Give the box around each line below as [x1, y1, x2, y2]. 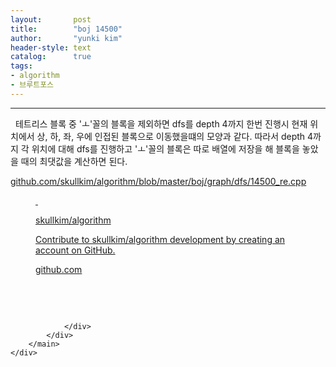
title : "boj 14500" [10, 24, 123, 34]
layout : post [10, 14, 92, 25]
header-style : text [10, 42, 92, 53]
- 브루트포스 [10, 80, 55, 90]
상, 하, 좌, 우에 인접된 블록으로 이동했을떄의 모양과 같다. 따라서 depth [36, 130, 306, 142]
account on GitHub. [35, 244, 116, 256]
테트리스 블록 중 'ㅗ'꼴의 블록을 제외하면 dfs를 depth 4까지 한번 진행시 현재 [14, 117, 308, 130]
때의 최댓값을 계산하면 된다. [20, 155, 128, 167]
